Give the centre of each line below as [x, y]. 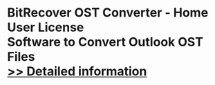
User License [46, 27]
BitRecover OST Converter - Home [108, 13]
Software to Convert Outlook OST [105, 42]
